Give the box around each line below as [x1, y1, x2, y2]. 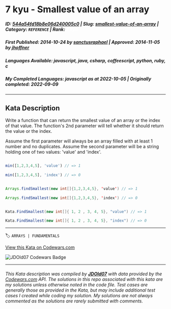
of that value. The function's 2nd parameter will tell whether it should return [5, 123, 164, 129]
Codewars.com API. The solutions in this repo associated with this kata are [5, 276, 163, 282]
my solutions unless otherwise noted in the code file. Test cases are [5, 281, 148, 288]
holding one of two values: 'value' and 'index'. [5, 149, 102, 155]
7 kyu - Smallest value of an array [5, 4, 150, 15]
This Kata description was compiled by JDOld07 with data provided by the [5, 271, 162, 277]
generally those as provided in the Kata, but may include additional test [5, 287, 155, 293]
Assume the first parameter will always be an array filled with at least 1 [5, 138, 153, 144]
